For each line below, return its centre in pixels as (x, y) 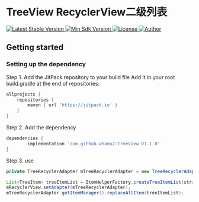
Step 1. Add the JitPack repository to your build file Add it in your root (91, 77)
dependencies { (25, 138)
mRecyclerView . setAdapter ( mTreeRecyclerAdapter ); (69, 188)
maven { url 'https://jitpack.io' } (73, 105)
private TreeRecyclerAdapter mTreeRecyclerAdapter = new (78, 171)
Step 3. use (20, 161)
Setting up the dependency (46, 64)
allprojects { (24, 94)
